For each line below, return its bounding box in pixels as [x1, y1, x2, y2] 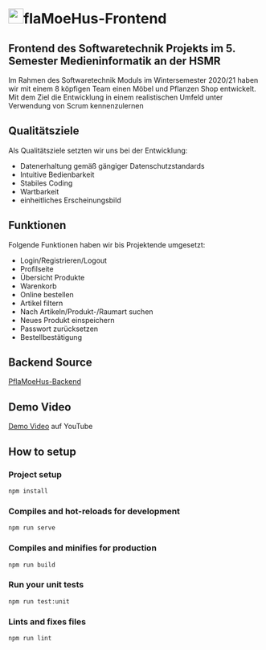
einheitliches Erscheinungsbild [19, 195, 122, 205]
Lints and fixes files [8, 615, 87, 627]
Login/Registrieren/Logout [19, 256, 107, 265]
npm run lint [8, 635, 52, 643]
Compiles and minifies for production [8, 542, 157, 554]
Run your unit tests [8, 579, 84, 591]
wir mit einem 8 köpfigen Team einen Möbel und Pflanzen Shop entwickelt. [8, 84, 257, 93]
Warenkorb [19, 281, 58, 291]
